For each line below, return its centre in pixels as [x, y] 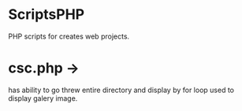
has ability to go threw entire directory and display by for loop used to [121, 90]
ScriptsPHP [47, 15]
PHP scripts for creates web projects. [69, 36]
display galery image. [43, 98]
